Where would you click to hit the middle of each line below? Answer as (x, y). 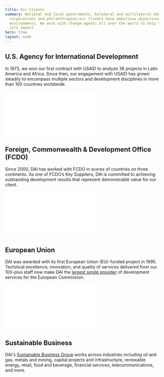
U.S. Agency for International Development (72, 57)
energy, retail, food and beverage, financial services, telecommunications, (80, 365)
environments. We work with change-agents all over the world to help (83, 23)
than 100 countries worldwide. (35, 84)
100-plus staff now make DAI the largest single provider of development (77, 272)
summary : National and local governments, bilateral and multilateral (78, 14)
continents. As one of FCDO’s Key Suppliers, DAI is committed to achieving (80, 174)
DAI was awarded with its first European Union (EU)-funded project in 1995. (81, 262)
